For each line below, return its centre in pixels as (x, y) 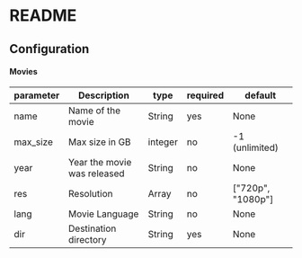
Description (104, 95)
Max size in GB (100, 142)
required (205, 95)
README (43, 16)
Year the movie (100, 162)
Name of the (95, 111)
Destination (93, 228)
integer (163, 142)
